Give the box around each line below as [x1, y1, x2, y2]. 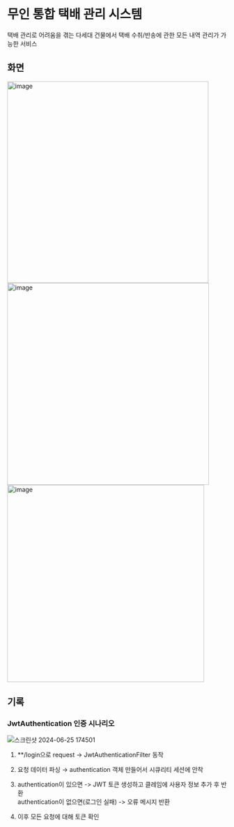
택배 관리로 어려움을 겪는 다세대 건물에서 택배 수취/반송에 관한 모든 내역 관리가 [7, 31, 219, 39]
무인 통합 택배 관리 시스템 [7, 6, 143, 22]
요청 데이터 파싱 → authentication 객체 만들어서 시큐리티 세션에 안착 [17, 766, 203, 774]
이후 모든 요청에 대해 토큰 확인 [17, 812, 100, 821]
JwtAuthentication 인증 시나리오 [7, 719, 115, 729]
